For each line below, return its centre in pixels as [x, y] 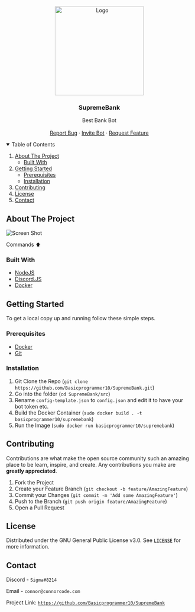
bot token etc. [32, 406]
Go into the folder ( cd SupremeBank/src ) [62, 394]
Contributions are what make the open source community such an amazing [97, 458]
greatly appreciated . [32, 471]
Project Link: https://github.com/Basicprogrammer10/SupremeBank [86, 603]
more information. [28, 547]
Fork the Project [34, 482]
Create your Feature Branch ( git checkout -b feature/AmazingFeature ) [101, 489]
